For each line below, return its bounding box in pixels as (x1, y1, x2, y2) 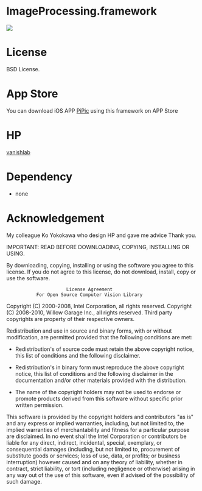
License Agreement (66, 286, 113, 292)
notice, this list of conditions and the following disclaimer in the (15, 370, 173, 377)
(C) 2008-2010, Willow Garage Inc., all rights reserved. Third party (6, 309, 172, 316)
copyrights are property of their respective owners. (6, 315, 135, 322)
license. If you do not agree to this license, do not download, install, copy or (6, 268, 197, 275)
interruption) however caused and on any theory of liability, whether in (6, 458, 183, 465)
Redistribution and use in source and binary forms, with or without (6, 327, 172, 334)
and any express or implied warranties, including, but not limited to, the (6, 419, 184, 427)
